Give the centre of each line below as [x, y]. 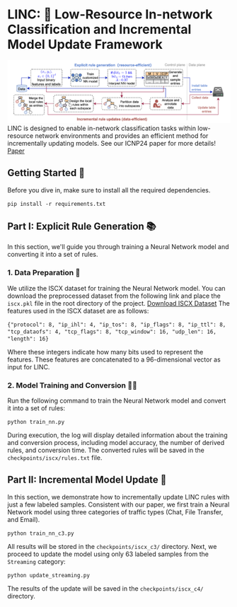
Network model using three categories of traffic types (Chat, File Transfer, [115, 511]
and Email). [24, 519]
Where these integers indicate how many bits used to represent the [105, 352]
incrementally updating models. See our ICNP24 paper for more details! [111, 143]
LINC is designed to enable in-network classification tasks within [102, 128]
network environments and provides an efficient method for [122, 135]
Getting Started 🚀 [46, 173]
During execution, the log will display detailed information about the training [117, 435]
